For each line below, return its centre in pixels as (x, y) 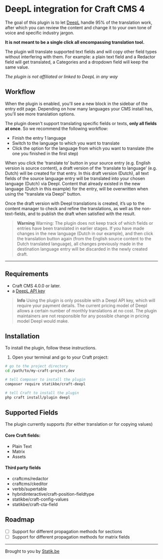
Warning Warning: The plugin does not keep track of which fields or (85, 223)
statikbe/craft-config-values (40, 499)
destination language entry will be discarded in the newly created (82, 249)
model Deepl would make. (43, 321)
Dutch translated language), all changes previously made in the (80, 244)
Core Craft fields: (23, 435)
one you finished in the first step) (45, 153)
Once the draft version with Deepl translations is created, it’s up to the (75, 203)
